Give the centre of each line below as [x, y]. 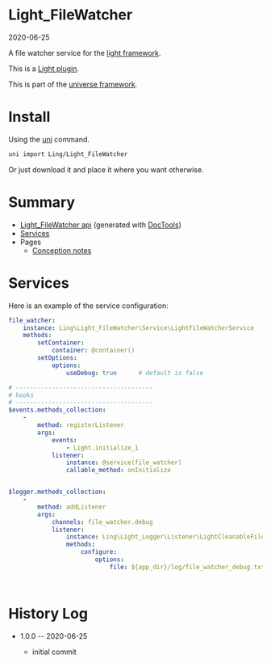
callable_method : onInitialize [119, 471]
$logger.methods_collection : [57, 492]
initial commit [54, 652]
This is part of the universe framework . [73, 84]
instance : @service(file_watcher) [124, 462]
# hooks [21, 395]
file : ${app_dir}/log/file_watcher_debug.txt [187, 567]
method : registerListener [81, 425]
